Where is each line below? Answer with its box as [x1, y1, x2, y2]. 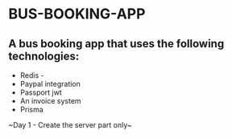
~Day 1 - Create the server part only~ [8, 120, 133, 129]
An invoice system [19, 96, 82, 105]
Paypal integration [19, 79, 81, 88]
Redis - [19, 71, 44, 80]
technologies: [8, 49, 80, 63]
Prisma [19, 105, 44, 114]
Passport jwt [19, 87, 62, 97]
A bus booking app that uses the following [8, 37, 225, 51]
